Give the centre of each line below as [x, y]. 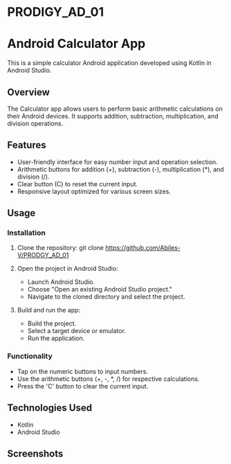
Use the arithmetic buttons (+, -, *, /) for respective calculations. [108, 379]
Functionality [30, 356]
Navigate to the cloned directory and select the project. [106, 297]
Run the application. [56, 338]
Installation [27, 233]
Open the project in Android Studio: [68, 269]
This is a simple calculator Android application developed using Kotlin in [110, 63]
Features [27, 145]
